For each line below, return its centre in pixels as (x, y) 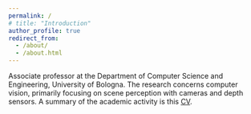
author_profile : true (45, 31)
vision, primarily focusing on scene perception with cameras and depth (126, 93)
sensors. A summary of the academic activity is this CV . (100, 102)
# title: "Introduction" (50, 23)
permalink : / (30, 16)
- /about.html (39, 53)
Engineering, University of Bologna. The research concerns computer (123, 84)
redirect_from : (34, 38)
